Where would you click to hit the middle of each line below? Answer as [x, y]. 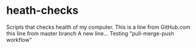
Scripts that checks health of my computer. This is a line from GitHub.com [98, 27]
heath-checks [42, 10]
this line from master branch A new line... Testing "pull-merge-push [90, 33]
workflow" [19, 40]
